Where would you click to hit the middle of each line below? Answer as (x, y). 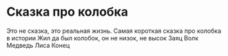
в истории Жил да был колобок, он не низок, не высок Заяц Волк (103, 38)
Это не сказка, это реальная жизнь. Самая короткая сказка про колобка (114, 31)
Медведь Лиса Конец (38, 45)
